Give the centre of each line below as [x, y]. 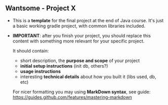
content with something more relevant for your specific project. [78, 41]
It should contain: [31, 50]
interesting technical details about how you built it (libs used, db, [88, 76]
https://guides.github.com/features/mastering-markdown [72, 97]
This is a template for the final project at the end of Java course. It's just [88, 20]
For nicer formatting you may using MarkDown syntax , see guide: [81, 92]
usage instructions [40, 71]
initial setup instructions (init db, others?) [64, 66]
